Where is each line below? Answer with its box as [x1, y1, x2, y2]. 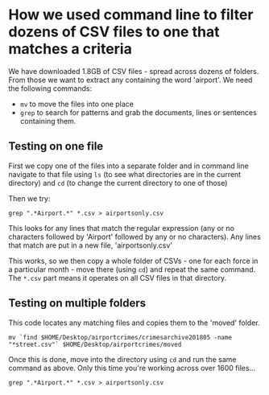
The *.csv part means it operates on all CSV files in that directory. [8, 273, 227, 282]
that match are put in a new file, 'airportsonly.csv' [8, 240, 173, 250]
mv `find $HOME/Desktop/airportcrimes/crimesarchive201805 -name [8, 333, 232, 341]
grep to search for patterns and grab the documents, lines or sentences [19, 107, 258, 117]
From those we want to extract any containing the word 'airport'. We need [8, 75, 253, 84]
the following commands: [8, 83, 93, 93]
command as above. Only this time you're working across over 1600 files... [8, 363, 256, 372]
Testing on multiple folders [8, 296, 147, 311]
